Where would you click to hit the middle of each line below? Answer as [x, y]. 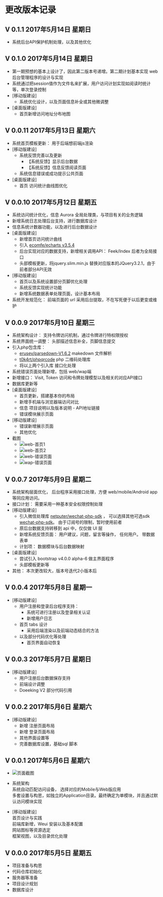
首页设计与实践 [27, 818]
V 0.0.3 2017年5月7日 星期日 [48, 660]
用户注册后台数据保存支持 [45, 678]
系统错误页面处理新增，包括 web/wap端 [52, 372]
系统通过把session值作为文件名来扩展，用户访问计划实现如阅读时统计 [81, 83]
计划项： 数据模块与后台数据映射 [52, 547]
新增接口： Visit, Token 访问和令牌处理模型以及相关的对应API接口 [77, 378]
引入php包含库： [29, 347]
